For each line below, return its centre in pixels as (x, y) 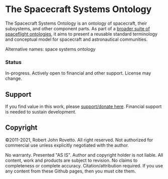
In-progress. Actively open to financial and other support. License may (78, 73)
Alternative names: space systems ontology (50, 49)
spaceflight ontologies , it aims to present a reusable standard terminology (81, 34)
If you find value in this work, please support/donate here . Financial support (83, 106)
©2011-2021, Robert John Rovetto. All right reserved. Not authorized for (79, 140)
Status (13, 62)
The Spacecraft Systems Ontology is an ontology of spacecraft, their (76, 23)
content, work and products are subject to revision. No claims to (71, 160)
